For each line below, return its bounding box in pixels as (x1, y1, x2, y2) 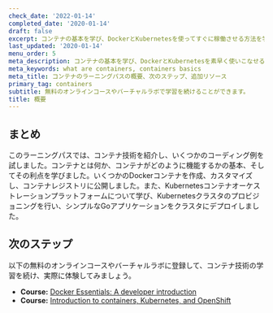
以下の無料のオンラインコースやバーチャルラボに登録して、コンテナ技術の (8, 260, 258, 270)
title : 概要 (8, 95, 46, 103)
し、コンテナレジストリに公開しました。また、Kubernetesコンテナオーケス (8, 180, 261, 191)
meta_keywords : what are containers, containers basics (8, 65, 201, 73)
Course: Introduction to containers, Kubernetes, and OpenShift (19, 295, 232, 305)
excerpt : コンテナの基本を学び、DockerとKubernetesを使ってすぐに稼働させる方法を (8, 34, 262, 43)
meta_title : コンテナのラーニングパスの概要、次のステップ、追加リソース (8, 72, 227, 80)
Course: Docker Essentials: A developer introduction (19, 286, 197, 297)
